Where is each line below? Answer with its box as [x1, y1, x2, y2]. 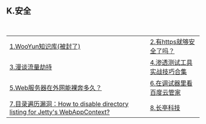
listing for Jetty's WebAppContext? [9, 107, 110, 116]
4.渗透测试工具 [150, 58, 193, 66]
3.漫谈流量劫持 [9, 63, 52, 71]
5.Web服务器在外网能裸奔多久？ [9, 83, 102, 92]
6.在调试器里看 [150, 79, 193, 87]
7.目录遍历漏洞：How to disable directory [9, 99, 129, 108]
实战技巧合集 [150, 67, 187, 76]
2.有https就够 [150, 37, 189, 46]
